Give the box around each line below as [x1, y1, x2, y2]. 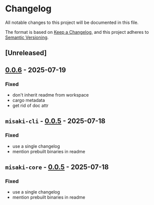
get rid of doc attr [12, 102, 49, 108]
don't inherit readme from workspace [12, 92, 89, 98]
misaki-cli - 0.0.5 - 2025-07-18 [5, 117, 106, 125]
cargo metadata [12, 98, 45, 103]
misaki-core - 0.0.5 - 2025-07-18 [5, 163, 109, 172]
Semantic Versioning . [5, 34, 49, 40]
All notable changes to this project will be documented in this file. [5, 19, 139, 25]
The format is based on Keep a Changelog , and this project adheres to [5, 29, 149, 35]
